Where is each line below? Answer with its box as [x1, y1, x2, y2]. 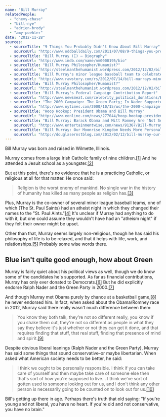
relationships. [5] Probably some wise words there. [5, 241, 108, 247]
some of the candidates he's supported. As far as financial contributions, [5, 274, 154, 280]
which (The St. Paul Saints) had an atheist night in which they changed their [5, 205, 159, 211]
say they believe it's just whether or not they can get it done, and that [17, 325, 159, 331]
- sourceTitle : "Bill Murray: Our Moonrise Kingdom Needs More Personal [9, 127, 163, 132]
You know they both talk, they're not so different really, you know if [17, 314, 154, 320]
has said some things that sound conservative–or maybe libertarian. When [5, 350, 157, 356]
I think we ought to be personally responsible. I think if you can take [17, 365, 155, 371]
